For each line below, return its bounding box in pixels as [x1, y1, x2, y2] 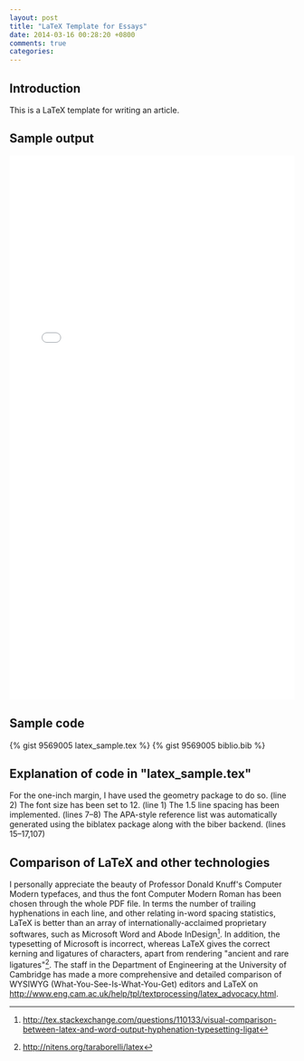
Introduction [9, 81, 81, 96]
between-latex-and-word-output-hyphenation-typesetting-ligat [22, 1024, 260, 1035]
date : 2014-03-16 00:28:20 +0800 [9, 30, 136, 39]
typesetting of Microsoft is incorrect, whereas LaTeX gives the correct [9, 938, 271, 949]
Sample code [9, 715, 85, 731]
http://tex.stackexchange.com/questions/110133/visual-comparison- [22, 1014, 278, 1025]
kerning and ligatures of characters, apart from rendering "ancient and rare [9, 948, 290, 959]
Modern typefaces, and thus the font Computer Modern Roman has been [9, 889, 282, 900]
